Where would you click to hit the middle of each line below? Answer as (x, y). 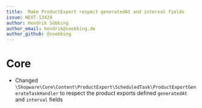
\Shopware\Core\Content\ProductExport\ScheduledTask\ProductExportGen (106, 88)
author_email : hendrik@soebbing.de (51, 28)
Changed (26, 80)
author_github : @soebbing (39, 34)
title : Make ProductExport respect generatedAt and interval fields (96, 12)
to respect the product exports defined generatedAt (124, 93)
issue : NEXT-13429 (29, 17)
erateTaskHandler (37, 94)
